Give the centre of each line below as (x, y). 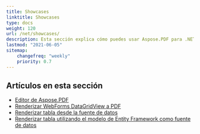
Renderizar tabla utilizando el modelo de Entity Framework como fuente (103, 119)
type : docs (20, 23)
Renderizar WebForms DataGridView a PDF (68, 106)
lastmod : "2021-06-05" (34, 45)
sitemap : (17, 51)
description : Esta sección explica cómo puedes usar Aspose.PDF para (94, 39)
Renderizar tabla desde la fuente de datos (66, 113)
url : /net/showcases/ (33, 34)
